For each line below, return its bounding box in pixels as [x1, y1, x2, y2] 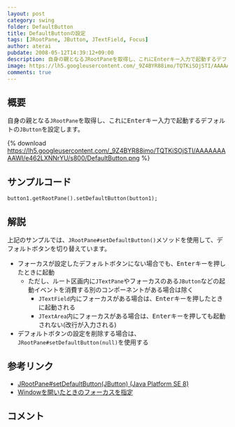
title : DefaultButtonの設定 [7, 29, 86, 37]
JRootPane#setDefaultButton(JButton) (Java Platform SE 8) [17, 379, 189, 388]
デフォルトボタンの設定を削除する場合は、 [17, 329, 141, 337]
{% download [7, 139, 47, 148]
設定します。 [48, 125, 84, 134]
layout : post [7, 10, 45, 17]
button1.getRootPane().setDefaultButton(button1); [7, 195, 158, 202]
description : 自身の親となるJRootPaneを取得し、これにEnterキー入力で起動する [7, 56, 217, 63]
